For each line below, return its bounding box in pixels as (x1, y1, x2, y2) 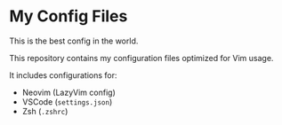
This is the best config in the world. (9, 35, 139, 46)
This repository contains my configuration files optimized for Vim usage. (9, 52, 274, 63)
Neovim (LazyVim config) (21, 87, 116, 98)
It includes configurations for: (9, 69, 117, 81)
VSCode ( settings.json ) (21, 96, 113, 107)
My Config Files (9, 6, 128, 27)
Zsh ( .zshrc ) (21, 105, 68, 116)
